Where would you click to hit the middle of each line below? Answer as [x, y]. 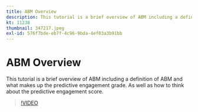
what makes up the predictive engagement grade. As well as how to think [95, 85]
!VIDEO [29, 103]
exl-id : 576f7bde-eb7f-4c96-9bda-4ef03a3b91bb [64, 34]
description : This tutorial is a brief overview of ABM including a [92, 17]
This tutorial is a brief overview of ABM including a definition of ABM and [94, 79]
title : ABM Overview [32, 11]
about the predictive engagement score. [55, 91]
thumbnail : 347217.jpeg [35, 28]
